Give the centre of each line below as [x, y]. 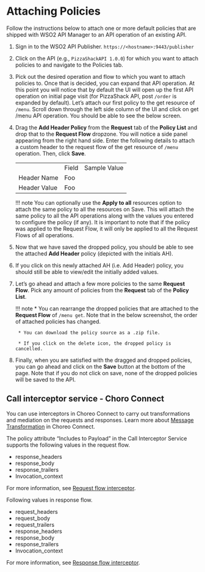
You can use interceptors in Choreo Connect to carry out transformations [98, 413]
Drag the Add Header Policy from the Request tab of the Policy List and [106, 127]
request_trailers [35, 524]
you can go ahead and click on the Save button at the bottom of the [100, 366]
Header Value [38, 188]
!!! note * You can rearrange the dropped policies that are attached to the [107, 308]
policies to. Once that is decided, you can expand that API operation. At [105, 83]
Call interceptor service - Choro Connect [85, 399]
